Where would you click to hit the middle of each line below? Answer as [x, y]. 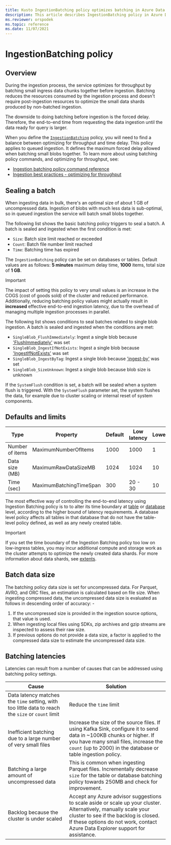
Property [66, 434]
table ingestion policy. [95, 754]
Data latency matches [34, 695]
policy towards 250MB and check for [113, 782]
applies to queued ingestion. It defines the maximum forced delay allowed [83, 148]
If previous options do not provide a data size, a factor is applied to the [87, 635]
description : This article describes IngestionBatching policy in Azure [84, 15]
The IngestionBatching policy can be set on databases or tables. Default [81, 259]
